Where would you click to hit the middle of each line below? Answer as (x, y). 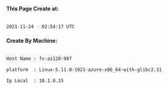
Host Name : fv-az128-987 (39, 59)
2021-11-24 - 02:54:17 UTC (40, 27)
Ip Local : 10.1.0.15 (35, 81)
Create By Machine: (32, 40)
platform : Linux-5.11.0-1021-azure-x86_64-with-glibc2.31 (84, 70)
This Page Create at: (33, 9)
